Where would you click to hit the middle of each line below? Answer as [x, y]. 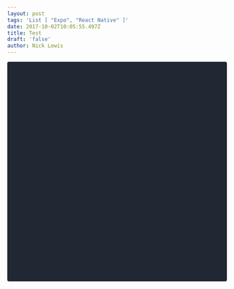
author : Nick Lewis [35, 46]
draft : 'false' [29, 40]
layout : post [26, 14]
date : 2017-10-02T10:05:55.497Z [54, 26]
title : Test [24, 33]
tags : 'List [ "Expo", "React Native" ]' [68, 20]
